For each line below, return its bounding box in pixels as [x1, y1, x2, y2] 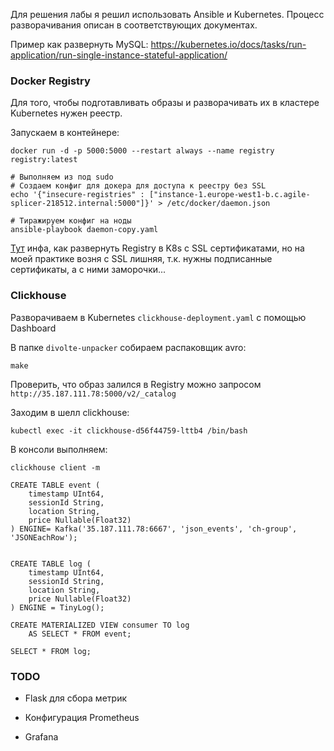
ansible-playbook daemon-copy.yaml [10, 225, 159, 235]
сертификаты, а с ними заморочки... [10, 264, 167, 276]
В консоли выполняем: [10, 443, 108, 455]
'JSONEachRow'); [10, 532, 78, 543]
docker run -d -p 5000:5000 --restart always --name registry [10, 146, 275, 156]
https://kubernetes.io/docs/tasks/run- [150, 39, 307, 50]
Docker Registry [10, 74, 91, 88]
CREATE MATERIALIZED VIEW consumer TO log [10, 620, 190, 630]
